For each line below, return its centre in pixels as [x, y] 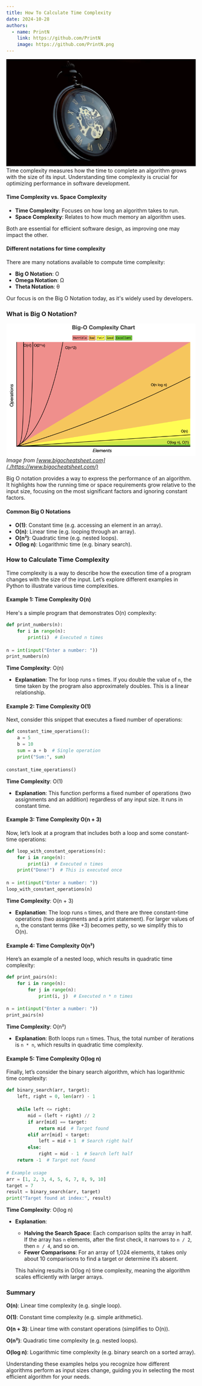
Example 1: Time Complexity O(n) [49, 599]
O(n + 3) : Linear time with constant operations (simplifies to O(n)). [88, 1329]
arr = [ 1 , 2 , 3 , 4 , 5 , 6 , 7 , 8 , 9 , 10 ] [56, 1179]
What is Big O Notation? [41, 313]
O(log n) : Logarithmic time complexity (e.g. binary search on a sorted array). [101, 1352]
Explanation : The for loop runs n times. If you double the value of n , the [103, 680]
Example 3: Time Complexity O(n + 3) [54, 819]
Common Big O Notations [38, 511]
